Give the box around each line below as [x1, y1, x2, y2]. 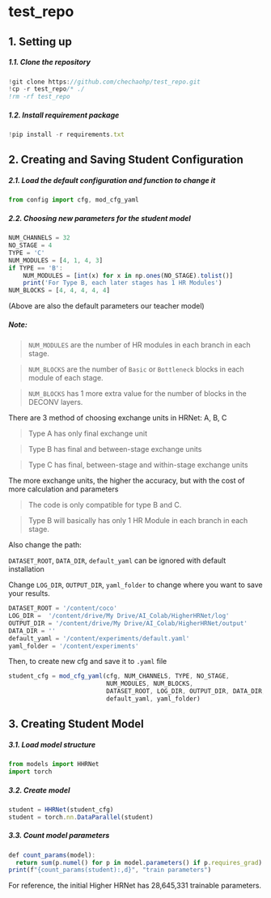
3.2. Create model [8, 785, 70, 795]
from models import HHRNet [8, 760, 100, 768]
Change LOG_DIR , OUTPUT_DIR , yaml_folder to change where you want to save [8, 580, 263, 589]
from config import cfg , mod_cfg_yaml [8, 196, 139, 204]
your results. [8, 589, 50, 598]
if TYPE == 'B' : [8, 264, 63, 272]
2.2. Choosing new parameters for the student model [8, 213, 192, 223]
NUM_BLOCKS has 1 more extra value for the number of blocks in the [28, 389, 247, 398]
